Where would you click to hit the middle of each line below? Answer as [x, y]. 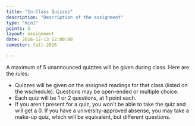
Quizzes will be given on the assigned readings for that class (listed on [101, 85]
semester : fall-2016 [32, 45]
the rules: [18, 73]
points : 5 [18, 28]
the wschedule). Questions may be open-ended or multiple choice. [97, 91]
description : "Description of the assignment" [65, 17]
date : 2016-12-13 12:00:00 [40, 39]
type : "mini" [22, 23]
